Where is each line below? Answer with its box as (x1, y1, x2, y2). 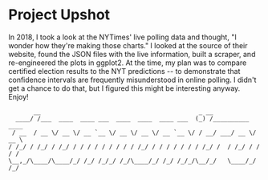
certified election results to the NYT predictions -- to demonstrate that (8, 66, 241, 76)
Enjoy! (8, 92, 30, 101)
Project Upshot (8, 6, 111, 24)
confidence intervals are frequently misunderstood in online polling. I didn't (8, 75, 257, 84)
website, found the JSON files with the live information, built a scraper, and (8, 49, 256, 59)
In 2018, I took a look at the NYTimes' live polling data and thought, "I (8, 32, 237, 42)
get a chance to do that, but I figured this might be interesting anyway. (8, 83, 241, 93)
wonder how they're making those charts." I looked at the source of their (8, 40, 248, 50)
